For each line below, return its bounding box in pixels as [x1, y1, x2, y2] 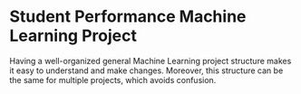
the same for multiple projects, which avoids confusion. [9, 74, 217, 85]
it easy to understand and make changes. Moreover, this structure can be [9, 65, 284, 76]
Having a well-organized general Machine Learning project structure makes [9, 55, 292, 66]
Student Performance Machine [9, 6, 247, 27]
